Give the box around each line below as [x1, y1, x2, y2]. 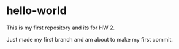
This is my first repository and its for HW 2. [6, 24, 115, 31]
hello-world [6, 4, 67, 18]
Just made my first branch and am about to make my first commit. [6, 36, 173, 43]
